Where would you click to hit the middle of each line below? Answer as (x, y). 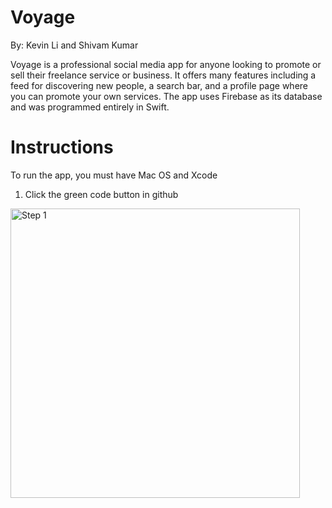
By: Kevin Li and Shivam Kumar (74, 45)
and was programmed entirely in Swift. (90, 107)
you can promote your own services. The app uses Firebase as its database (166, 96)
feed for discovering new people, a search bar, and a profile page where (159, 85)
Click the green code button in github (101, 194)
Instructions (62, 147)
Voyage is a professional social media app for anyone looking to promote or (166, 64)
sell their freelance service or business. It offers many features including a (163, 75)
